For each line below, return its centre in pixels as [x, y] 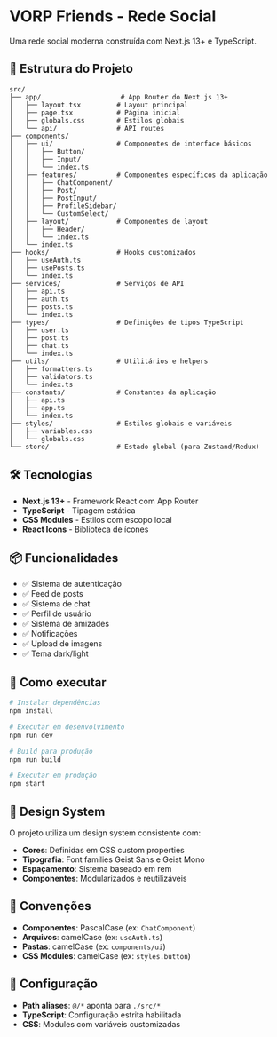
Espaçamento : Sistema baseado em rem [97, 869]
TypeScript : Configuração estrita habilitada [102, 1015]
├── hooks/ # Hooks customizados [103, 252]
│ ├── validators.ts [51, 376]
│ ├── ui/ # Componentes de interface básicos [131, 144]
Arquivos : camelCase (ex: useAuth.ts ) [92, 937]
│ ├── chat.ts [39, 345]
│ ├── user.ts [39, 330]
